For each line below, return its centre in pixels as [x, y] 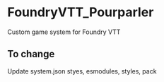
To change [31, 54]
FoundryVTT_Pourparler [81, 12]
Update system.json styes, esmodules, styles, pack [82, 71]
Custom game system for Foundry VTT [64, 32]
